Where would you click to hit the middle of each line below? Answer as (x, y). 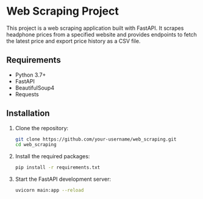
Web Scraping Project (62, 11)
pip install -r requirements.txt (58, 168)
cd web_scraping (36, 145)
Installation (28, 113)
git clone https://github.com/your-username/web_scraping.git (96, 139)
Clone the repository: (42, 128)
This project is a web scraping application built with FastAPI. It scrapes (95, 28)
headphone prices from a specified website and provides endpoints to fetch (101, 34)
